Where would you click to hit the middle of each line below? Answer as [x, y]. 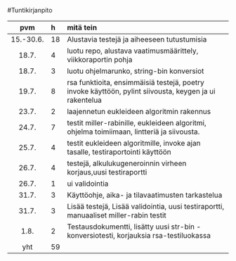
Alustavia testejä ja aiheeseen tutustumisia [137, 39]
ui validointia [87, 184]
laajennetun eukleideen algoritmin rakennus [139, 112]
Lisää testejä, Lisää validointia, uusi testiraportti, [145, 206]
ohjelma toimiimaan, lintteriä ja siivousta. [133, 132]
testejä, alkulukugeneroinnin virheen [126, 163]
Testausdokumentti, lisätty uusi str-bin [131, 227]
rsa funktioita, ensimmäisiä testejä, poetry [136, 82]
